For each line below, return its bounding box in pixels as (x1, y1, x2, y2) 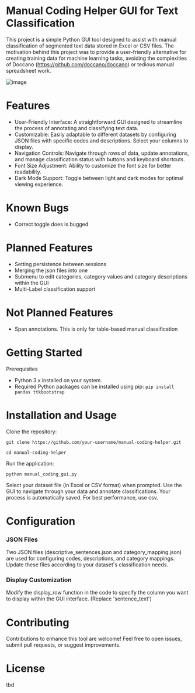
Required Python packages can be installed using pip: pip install (14, 383, 175, 390)
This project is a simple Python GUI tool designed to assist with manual (6, 36, 177, 43)
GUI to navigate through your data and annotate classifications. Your (6, 488, 171, 495)
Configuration (6, 514, 76, 528)
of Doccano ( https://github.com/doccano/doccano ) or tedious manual (6, 60, 174, 68)
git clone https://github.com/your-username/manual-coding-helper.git (6, 439, 182, 445)
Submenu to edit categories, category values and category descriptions (14, 273, 188, 280)
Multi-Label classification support (14, 286, 96, 293)
